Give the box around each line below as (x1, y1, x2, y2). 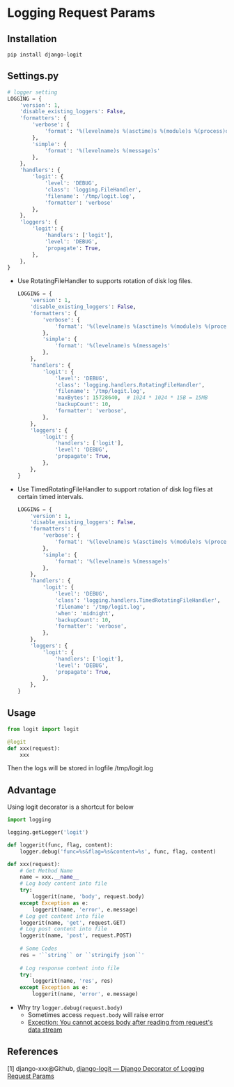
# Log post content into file (19, 926, 108, 933)
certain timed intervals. (17, 492, 84, 501)
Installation (7, 33, 57, 45)
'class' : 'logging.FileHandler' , (44, 186, 141, 193)
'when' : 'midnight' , (54, 610, 115, 617)
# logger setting (7, 89, 58, 96)
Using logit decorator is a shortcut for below (7, 802, 134, 812)
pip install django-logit (7, 51, 82, 58)
